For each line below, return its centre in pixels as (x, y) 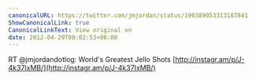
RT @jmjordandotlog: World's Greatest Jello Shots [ (92, 60)
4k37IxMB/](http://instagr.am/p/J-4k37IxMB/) (82, 68)
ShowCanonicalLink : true (49, 23)
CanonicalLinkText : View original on (70, 30)
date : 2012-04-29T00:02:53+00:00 (63, 37)
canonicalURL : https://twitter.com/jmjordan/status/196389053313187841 (128, 15)
